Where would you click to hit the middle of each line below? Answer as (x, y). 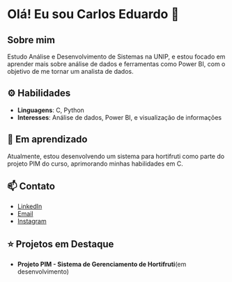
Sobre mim (31, 40)
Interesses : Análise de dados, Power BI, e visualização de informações (119, 117)
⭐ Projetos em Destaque (61, 244)
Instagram (32, 221)
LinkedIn (30, 206)
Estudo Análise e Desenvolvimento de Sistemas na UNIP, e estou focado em (116, 56)
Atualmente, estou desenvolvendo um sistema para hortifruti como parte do (116, 156)
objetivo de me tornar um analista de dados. (70, 71)
